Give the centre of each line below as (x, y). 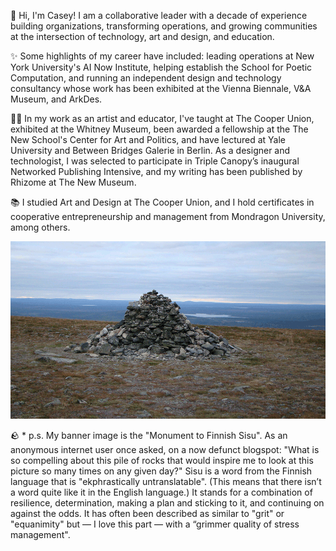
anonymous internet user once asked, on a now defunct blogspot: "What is (165, 449)
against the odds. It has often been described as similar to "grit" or (147, 513)
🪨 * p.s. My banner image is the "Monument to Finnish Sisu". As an (149, 435)
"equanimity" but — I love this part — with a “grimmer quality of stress (155, 524)
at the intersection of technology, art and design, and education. (142, 36)
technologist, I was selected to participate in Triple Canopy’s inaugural (155, 161)
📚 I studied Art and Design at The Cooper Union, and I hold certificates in (162, 202)
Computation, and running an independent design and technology (146, 78)
